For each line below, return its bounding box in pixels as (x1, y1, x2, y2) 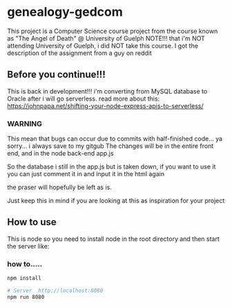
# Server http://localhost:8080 (7, 287, 104, 295)
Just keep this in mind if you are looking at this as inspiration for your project (7, 197, 225, 205)
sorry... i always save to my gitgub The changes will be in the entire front (7, 142, 214, 150)
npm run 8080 (7, 293, 45, 300)
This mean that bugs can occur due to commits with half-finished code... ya (7, 135, 223, 143)
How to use (7, 216, 57, 228)
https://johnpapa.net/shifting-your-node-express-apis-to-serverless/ (7, 101, 204, 110)
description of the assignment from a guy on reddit (7, 49, 152, 57)
